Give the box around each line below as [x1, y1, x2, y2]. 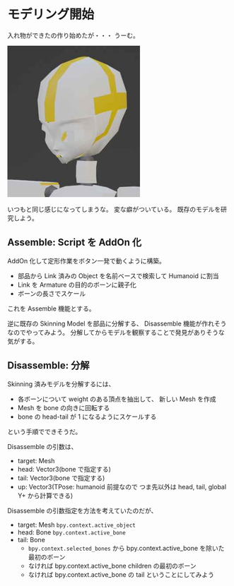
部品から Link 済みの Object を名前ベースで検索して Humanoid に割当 [17, 271, 219, 280]
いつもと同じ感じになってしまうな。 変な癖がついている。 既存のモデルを [7, 205, 221, 213]
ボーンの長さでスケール [17, 289, 86, 297]
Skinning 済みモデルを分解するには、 [7, 379, 115, 388]
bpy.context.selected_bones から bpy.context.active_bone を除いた [28, 544, 225, 552]
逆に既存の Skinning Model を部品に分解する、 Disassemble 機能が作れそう [7, 319, 227, 328]
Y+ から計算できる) [17, 491, 74, 500]
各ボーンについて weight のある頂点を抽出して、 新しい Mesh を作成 [17, 395, 216, 403]
